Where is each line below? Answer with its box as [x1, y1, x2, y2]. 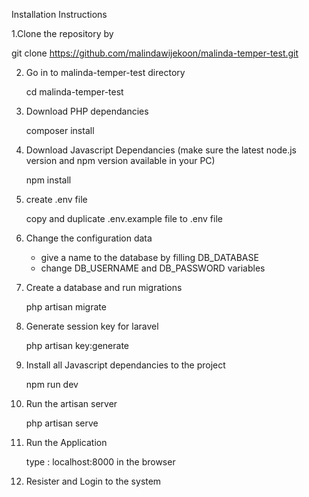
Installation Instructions [11, 9, 108, 20]
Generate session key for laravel [25, 320, 159, 332]
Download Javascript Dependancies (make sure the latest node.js [25, 144, 297, 156]
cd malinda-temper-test [25, 86, 124, 98]
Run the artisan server [25, 398, 118, 409]
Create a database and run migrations [25, 282, 183, 293]
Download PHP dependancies [25, 105, 149, 117]
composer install [25, 125, 95, 136]
